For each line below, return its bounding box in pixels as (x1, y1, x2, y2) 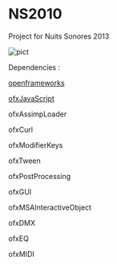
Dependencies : (8, 62, 61, 72)
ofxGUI (8, 186, 32, 197)
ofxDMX (8, 218, 36, 227)
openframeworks (8, 78, 66, 88)
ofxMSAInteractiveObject (8, 202, 92, 212)
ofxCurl (8, 124, 34, 134)
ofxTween (8, 156, 42, 165)
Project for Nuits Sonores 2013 (8, 31, 110, 41)
